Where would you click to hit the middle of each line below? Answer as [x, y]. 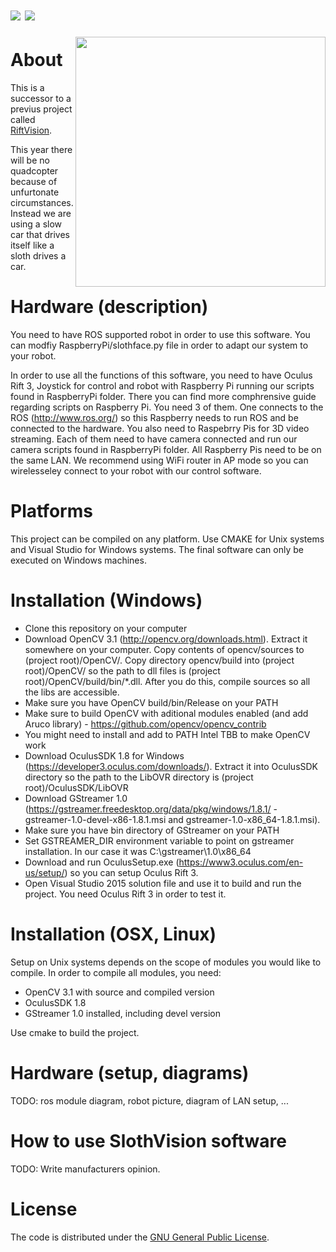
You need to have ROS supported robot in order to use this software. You [160, 335]
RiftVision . [31, 130]
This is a [27, 88]
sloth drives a [38, 256]
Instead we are [41, 214]
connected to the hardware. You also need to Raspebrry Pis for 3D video [160, 429]
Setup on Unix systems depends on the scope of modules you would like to [166, 962]
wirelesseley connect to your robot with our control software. [136, 471]
